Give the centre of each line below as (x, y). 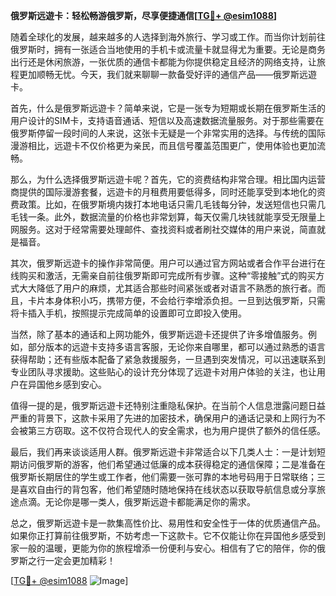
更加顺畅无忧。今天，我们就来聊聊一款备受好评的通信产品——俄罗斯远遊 (167, 74)
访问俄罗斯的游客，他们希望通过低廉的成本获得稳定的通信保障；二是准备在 (172, 464)
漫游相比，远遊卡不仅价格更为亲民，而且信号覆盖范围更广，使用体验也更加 (163, 145)
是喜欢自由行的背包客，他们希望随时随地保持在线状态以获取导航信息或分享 (163, 489)
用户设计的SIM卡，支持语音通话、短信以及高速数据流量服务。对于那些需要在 (167, 120)
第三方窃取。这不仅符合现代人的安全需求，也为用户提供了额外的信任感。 (176, 430)
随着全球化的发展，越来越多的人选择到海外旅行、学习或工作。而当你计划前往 (168, 37)
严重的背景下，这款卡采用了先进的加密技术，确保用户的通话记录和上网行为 (163, 418)
